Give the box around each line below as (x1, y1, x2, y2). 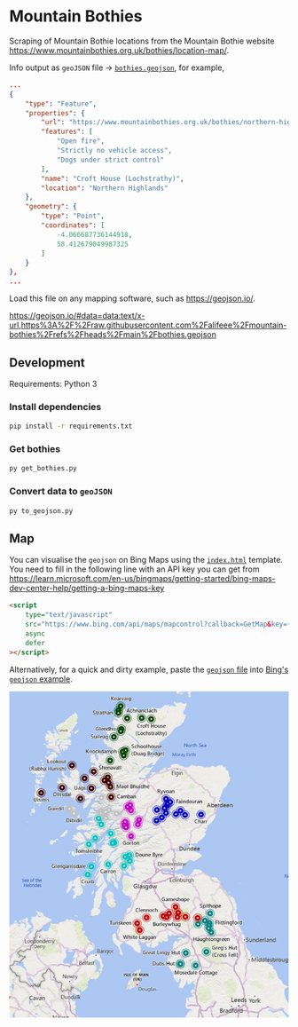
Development (9, 355, 86, 370)
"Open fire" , (56, 137, 105, 146)
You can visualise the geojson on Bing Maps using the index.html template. (9, 555, 284, 565)
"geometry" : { (25, 202, 77, 211)
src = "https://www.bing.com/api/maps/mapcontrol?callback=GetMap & (25, 620, 272, 629)
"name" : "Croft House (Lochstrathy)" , (41, 174, 184, 183)
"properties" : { (25, 108, 86, 117)
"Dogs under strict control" (56, 155, 165, 164)
